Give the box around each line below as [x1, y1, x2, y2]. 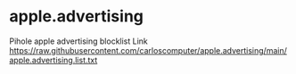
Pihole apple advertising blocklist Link [9, 36, 149, 46]
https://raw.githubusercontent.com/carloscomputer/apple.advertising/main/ [9, 45, 287, 55]
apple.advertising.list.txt [9, 54, 98, 65]
